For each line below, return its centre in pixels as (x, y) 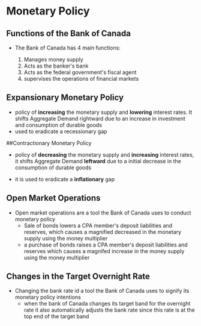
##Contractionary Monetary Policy (49, 143)
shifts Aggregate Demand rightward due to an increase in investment (100, 118)
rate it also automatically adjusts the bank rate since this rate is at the (109, 310)
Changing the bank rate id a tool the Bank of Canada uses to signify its (102, 291)
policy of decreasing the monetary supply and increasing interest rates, (104, 154)
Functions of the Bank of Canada (68, 33)
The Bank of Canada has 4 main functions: (68, 48)
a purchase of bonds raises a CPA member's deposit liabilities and (106, 245)
